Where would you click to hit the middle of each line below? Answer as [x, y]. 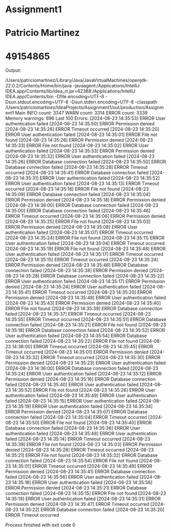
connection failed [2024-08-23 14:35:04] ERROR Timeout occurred [76, 417]
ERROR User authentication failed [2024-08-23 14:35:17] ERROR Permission [85, 281]
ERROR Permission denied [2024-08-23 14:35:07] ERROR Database [76, 412]
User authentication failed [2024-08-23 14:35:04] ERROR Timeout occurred [85, 243]
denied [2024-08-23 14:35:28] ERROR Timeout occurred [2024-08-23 [80, 450]
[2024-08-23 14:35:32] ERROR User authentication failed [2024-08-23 [80, 157]
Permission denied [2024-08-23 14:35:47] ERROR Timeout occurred [77, 504]
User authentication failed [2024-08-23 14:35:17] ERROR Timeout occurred [84, 254]
